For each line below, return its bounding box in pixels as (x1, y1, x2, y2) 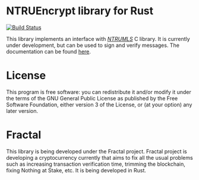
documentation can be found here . (6, 48, 91, 55)
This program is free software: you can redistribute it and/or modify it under (6, 88, 191, 96)
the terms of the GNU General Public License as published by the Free (6, 94, 178, 102)
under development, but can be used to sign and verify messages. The (6, 42, 180, 49)
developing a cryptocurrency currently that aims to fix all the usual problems (6, 154, 193, 161)
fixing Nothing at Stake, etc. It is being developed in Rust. (6, 166, 147, 173)
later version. (6, 107, 39, 114)
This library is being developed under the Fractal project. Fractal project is (6, 147, 187, 155)
